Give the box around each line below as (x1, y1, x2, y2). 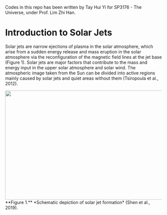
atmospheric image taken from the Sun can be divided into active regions (5, 70, 156, 76)
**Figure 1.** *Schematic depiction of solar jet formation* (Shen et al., (5, 199, 151, 205)
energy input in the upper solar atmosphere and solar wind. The (5, 64, 136, 70)
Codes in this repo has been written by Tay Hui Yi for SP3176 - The (5, 4, 142, 10)
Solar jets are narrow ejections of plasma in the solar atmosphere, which (5, 43, 153, 49)
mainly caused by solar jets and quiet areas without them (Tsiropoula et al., (5, 75, 159, 81)
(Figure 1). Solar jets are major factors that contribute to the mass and (5, 59, 148, 65)
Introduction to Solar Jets (5, 27, 113, 38)
